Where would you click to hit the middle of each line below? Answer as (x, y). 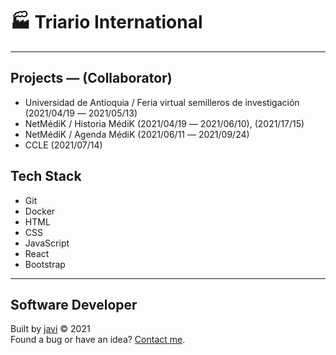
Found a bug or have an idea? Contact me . (98, 340)
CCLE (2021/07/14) (63, 145)
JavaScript (47, 243)
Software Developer (74, 304)
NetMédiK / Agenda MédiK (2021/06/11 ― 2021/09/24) (137, 134)
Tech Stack (46, 176)
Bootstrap (45, 264)
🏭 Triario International (106, 22)
